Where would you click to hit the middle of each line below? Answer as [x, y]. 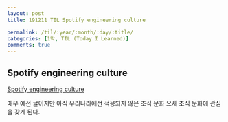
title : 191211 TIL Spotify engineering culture [77, 20]
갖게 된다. [27, 112]
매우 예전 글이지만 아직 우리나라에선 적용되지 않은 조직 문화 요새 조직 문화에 [108, 103]
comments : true [29, 45]
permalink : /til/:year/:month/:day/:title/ [70, 32]
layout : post [26, 13]
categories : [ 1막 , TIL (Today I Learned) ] [68, 38]
